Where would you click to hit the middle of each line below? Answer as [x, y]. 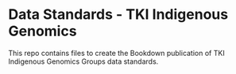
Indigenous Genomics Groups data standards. [83, 61]
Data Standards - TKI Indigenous [118, 15]
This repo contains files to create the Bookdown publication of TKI [116, 53]
